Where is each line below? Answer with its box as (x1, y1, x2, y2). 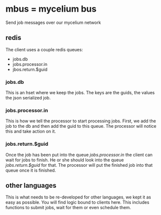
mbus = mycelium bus (5, 3, 97, 15)
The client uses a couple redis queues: (5, 46, 83, 52)
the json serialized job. (5, 95, 51, 101)
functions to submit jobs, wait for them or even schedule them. (5, 205, 131, 211)
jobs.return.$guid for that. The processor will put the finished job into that (5, 162, 153, 168)
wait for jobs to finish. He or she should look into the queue (5, 157, 124, 163)
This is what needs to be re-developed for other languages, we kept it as (5, 194, 151, 200)
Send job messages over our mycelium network (5, 20, 101, 25)
